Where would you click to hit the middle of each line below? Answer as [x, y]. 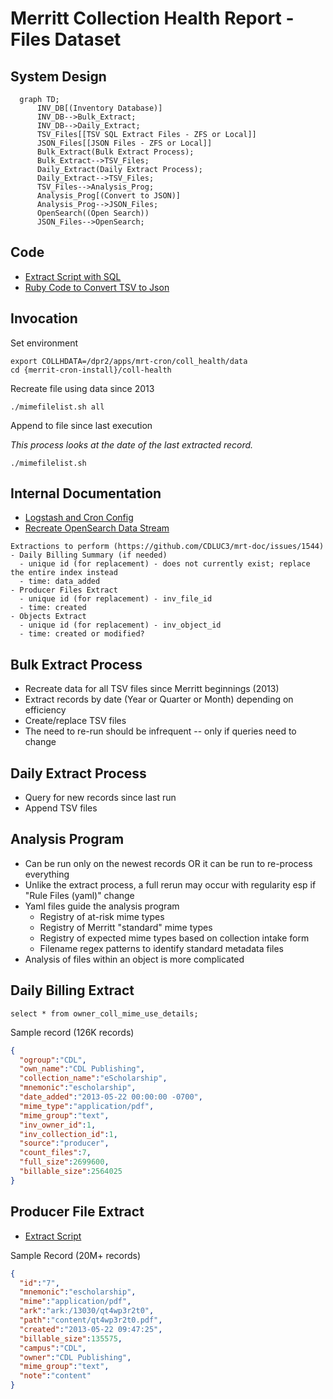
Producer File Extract [77, 1212]
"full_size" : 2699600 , [64, 1162]
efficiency [45, 710]
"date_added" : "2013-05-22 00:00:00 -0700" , [111, 1097]
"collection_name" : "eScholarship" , [93, 1078]
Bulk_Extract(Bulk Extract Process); [115, 152]
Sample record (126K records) [72, 1032]
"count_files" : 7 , [55, 1153]
